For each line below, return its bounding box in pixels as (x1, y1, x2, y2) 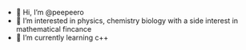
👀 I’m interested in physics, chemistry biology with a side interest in (15, 16, 239, 25)
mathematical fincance (15, 25, 92, 33)
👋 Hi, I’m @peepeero (15, 8, 84, 17)
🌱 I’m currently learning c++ (15, 33, 109, 42)
